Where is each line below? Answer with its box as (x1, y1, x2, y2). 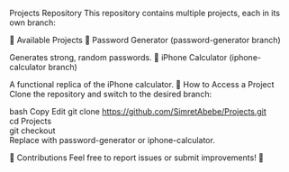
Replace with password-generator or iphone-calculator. (9, 135, 216, 145)
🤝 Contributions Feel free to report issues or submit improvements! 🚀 (9, 152, 264, 163)
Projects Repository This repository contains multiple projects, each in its (9, 8, 281, 18)
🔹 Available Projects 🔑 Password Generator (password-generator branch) (9, 35, 281, 45)
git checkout (9, 125, 56, 136)
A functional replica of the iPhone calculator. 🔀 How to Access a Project (9, 79, 275, 89)
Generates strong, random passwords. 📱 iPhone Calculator (9, 52, 228, 62)
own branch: (9, 17, 57, 28)
